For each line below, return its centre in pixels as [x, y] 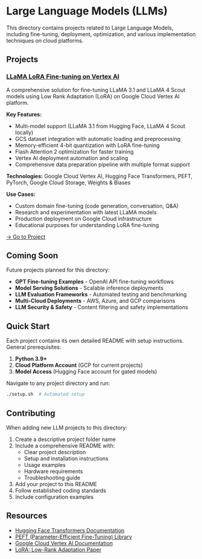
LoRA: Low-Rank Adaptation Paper [58, 549]
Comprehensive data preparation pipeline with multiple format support [102, 164]
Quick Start [28, 326]
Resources [27, 516]
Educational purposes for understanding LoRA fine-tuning [87, 225]
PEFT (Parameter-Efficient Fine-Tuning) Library [74, 537]
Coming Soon [32, 256]
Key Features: [24, 114]
